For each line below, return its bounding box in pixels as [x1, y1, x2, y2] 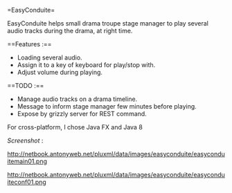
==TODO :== [7, 82, 44, 89]
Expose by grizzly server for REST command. [17, 110, 147, 118]
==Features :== [7, 40, 52, 48]
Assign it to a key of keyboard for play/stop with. [17, 61, 156, 68]
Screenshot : [7, 136, 44, 145]
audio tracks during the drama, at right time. [7, 27, 133, 35]
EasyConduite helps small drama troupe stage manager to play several [7, 19, 209, 27]
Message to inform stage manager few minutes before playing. [17, 102, 197, 110]
